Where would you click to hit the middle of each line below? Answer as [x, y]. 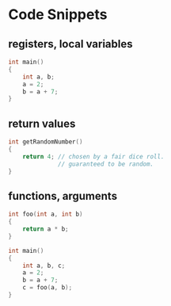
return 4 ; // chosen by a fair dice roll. [93, 156]
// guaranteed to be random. [106, 164]
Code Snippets [58, 15]
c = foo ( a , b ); [47, 288]
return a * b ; [46, 229]
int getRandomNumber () [46, 142]
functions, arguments [63, 196]
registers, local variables [70, 44]
